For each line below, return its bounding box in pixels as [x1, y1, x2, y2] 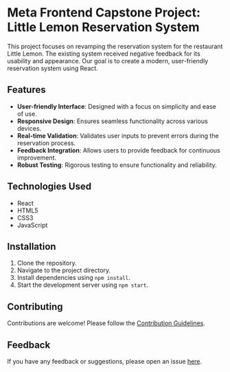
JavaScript [16, 221, 48, 229]
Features [7, 84, 46, 96]
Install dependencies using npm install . [16, 274, 130, 282]
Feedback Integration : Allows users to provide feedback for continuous [16, 146, 221, 154]
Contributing [7, 300, 63, 312]
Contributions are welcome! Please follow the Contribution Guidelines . [7, 319, 206, 327]
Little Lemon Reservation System [7, 19, 200, 35]
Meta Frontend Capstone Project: [7, 5, 201, 21]
